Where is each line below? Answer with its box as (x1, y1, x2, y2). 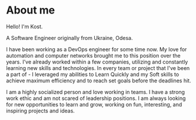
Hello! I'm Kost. (6, 23, 43, 30)
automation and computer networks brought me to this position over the (6, 52, 181, 59)
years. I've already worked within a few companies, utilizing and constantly (6, 58, 188, 65)
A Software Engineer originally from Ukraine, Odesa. (6, 34, 133, 41)
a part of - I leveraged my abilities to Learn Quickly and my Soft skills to (6, 71, 180, 78)
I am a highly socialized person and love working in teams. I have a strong (6, 88, 185, 95)
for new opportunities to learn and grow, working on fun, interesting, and (6, 101, 182, 108)
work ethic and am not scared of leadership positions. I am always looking (6, 95, 186, 102)
